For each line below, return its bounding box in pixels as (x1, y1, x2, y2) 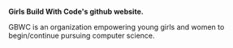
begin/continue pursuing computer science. (8, 31, 156, 40)
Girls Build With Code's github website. (8, 7, 144, 16)
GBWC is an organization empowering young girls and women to (8, 22, 225, 31)
